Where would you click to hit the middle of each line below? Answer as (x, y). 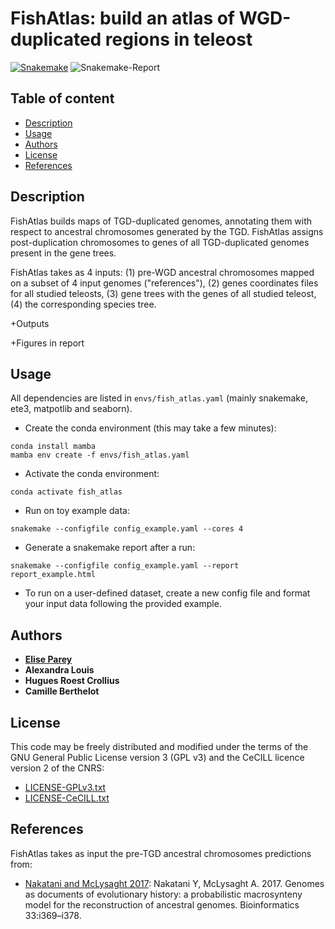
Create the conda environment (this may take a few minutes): (150, 428)
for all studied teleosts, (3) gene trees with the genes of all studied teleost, (163, 293)
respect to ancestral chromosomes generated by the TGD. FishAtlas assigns (167, 231)
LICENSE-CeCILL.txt (67, 798)
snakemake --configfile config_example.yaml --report (125, 566)
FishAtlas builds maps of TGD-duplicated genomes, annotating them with (161, 221)
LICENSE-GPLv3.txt (65, 787)
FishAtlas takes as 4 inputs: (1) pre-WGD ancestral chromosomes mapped (162, 272)
